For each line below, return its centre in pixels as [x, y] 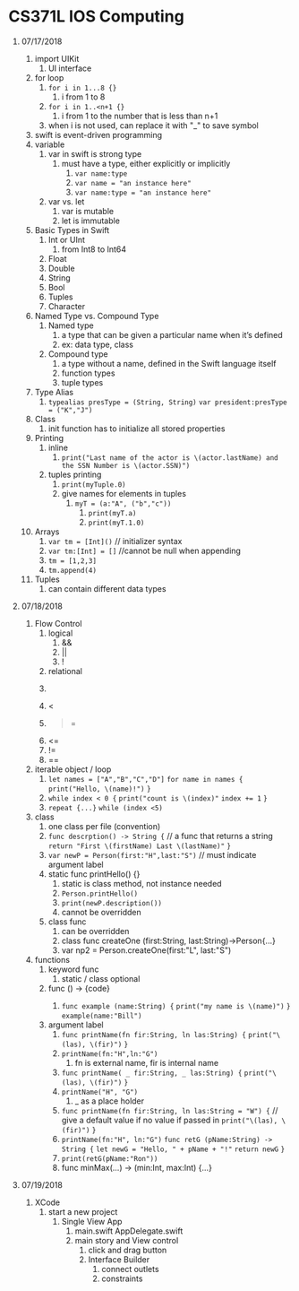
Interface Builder [119, 1259]
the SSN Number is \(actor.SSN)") [126, 465]
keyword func [73, 969]
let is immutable [90, 221]
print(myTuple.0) [94, 485]
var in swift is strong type [95, 153]
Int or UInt [67, 239]
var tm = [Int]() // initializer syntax [115, 541]
